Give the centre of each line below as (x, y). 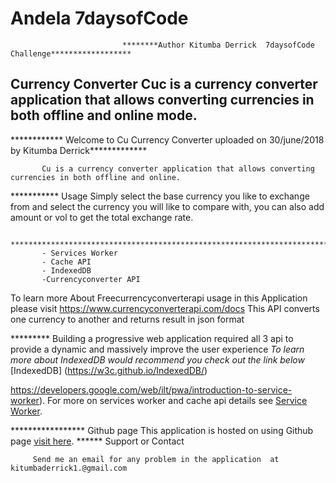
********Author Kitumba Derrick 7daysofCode (218, 45)
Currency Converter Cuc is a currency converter (164, 84)
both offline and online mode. (104, 115)
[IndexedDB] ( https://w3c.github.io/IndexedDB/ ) (109, 370)
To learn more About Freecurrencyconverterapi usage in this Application (159, 298)
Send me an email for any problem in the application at (156, 459)
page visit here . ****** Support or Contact (97, 441)
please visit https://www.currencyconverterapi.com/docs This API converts (165, 308)
